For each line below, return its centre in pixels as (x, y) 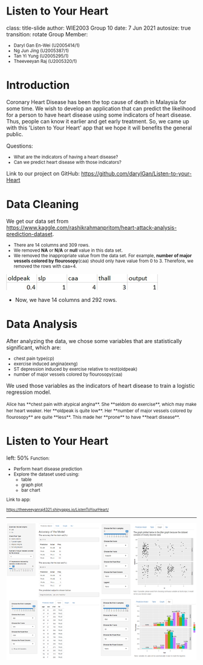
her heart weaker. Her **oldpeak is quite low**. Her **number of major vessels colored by (99, 411)
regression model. (29, 392)
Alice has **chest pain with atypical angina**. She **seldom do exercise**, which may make (101, 404)
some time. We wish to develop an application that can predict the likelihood (101, 108)
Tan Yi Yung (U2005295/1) (41, 56)
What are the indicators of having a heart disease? (66, 157)
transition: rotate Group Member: (47, 34)
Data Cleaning (43, 205)
